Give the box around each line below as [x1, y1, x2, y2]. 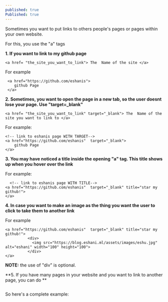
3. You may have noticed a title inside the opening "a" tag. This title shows [5, 155, 163, 161]
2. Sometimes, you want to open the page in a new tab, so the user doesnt [5, 96, 162, 102]
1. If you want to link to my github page [5, 50, 86, 56]
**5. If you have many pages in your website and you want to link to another [5, 271, 163, 277]
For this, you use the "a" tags [5, 40, 65, 46]
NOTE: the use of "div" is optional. [5, 262, 76, 268]
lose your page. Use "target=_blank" [5, 101, 83, 107]
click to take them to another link [5, 207, 75, 213]
